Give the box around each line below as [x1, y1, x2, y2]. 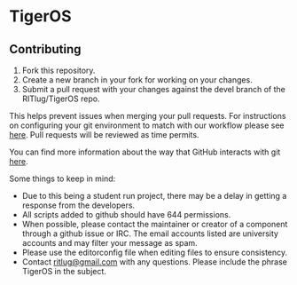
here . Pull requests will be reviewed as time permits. [9, 130, 199, 139]
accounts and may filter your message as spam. [21, 238, 198, 248]
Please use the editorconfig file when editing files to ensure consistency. [21, 247, 288, 257]
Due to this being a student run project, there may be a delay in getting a [21, 191, 287, 201]
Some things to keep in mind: [9, 173, 116, 184]
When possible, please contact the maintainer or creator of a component [21, 219, 288, 229]
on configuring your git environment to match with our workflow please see [9, 120, 285, 131]
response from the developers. [21, 200, 136, 210]
